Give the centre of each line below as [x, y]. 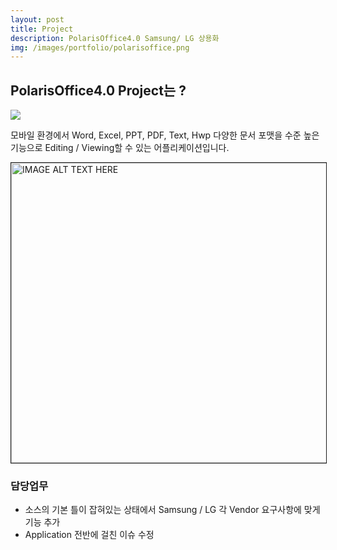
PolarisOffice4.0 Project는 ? [98, 90]
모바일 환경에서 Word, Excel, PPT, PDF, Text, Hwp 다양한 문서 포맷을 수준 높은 [165, 135]
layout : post [37, 19]
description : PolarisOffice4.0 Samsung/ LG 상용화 [115, 38]
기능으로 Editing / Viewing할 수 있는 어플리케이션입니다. [120, 148]
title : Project [42, 29]
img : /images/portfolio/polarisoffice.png [100, 47]
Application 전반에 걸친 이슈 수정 [89, 535]
